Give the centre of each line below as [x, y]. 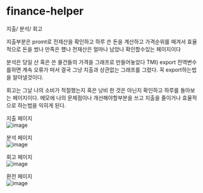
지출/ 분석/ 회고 [25, 29]
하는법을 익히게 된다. [42, 105]
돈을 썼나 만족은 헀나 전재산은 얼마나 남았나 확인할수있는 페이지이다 [101, 49]
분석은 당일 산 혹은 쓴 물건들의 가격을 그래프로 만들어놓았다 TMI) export [91, 62]
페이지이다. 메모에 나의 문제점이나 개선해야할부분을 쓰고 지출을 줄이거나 [97, 98]
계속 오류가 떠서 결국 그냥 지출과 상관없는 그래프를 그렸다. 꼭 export [102, 69]
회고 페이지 [19, 157]
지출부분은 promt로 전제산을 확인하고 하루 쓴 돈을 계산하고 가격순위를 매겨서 [96, 41]
